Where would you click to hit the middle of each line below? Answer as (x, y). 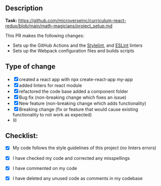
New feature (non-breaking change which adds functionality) (83, 103)
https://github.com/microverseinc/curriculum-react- (72, 20)
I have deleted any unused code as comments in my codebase (77, 178)
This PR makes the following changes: (45, 35)
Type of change (30, 67)
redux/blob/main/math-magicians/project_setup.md (59, 26)
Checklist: (22, 136)
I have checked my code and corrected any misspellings (71, 158)
